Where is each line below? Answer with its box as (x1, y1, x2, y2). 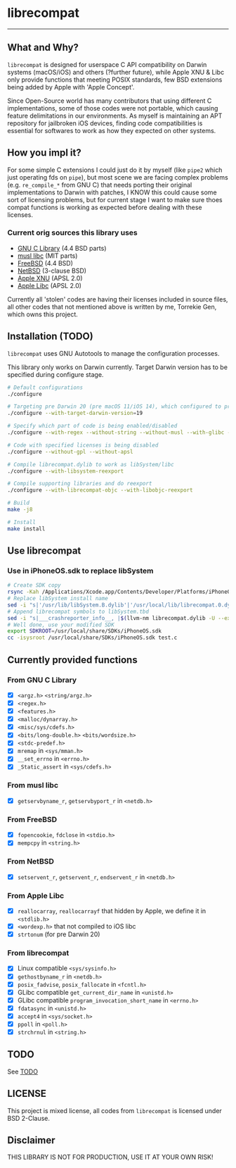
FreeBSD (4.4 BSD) (17, 259, 74, 267)
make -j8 (7, 506, 33, 514)
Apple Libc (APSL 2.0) (17, 281, 82, 290)
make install (7, 525, 46, 533)
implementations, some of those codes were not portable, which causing (7, 104, 218, 112)
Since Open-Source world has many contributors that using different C (7, 97, 212, 105)
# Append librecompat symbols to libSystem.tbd (7, 608, 150, 615)
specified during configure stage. (7, 370, 104, 378)
